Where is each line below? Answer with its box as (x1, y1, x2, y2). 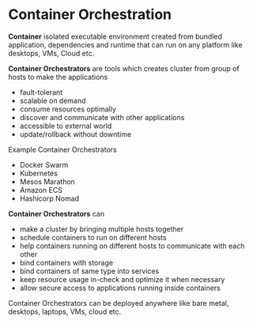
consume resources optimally (19, 104, 117, 114)
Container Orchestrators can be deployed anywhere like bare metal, (8, 298, 229, 307)
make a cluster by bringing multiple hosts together (19, 224, 184, 234)
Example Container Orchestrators (8, 145, 117, 154)
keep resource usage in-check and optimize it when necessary (19, 274, 225, 284)
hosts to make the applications (8, 72, 108, 81)
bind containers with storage (19, 258, 113, 267)
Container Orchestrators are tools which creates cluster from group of (8, 63, 240, 73)
